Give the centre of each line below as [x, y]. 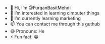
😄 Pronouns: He [27, 31]
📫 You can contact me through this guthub [55, 24]
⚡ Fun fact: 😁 [24, 37]
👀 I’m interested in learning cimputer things [55, 13]
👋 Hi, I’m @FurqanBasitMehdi [40, 8]
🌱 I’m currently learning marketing [45, 18]
